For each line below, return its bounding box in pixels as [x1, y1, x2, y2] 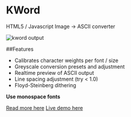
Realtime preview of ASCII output [14, 69, 94, 76]
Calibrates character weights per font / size [14, 57, 119, 64]
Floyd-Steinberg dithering [14, 81, 77, 88]
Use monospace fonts [6, 93, 61, 100]
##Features [6, 45, 34, 53]
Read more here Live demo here [6, 104, 83, 111]
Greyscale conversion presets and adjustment [14, 63, 125, 70]
